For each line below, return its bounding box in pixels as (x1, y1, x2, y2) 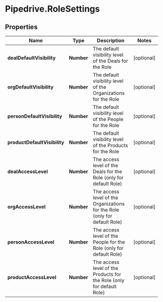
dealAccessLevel (7, 168, 48, 175)
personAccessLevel (7, 239, 55, 245)
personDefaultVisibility (7, 113, 63, 120)
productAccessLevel (7, 274, 57, 281)
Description (97, 37, 125, 44)
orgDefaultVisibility (7, 84, 54, 90)
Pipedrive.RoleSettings (5, 3, 100, 15)
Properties (5, 23, 38, 31)
